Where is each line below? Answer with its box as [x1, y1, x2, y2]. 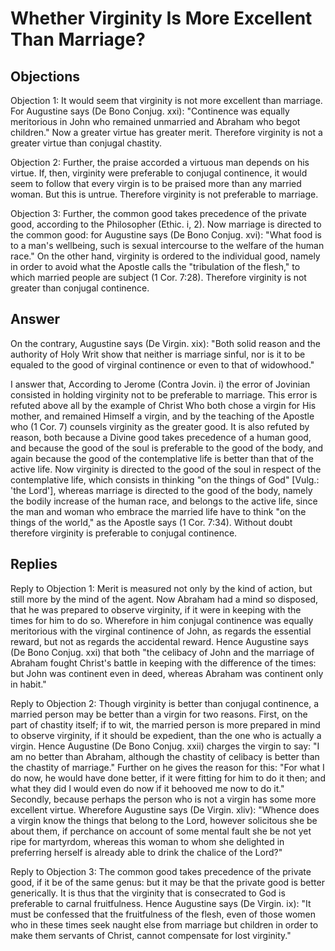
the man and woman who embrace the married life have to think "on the [10, 505, 307, 517]
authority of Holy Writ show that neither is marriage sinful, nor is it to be [10, 348, 306, 360]
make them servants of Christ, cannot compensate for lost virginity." [10, 929, 292, 941]
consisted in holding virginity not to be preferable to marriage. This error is [10, 388, 318, 401]
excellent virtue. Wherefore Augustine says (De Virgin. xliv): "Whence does [10, 803, 320, 816]
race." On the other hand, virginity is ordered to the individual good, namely [10, 250, 321, 262]
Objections [10, 68, 81, 85]
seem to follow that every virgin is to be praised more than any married [10, 178, 302, 189]
